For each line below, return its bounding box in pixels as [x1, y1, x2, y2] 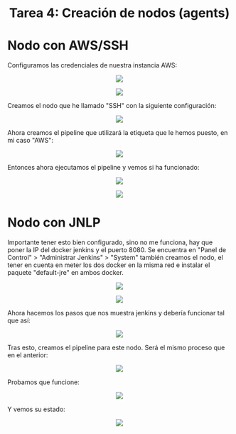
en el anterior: [7, 351, 48, 359]
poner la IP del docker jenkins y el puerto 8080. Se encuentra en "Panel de [7, 246, 226, 254]
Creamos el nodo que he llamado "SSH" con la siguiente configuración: [7, 102, 217, 110]
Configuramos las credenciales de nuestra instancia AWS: [7, 61, 178, 70]
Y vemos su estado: [7, 405, 65, 413]
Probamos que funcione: [7, 378, 80, 386]
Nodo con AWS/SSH [7, 38, 129, 54]
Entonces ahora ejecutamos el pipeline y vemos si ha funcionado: [7, 163, 200, 172]
